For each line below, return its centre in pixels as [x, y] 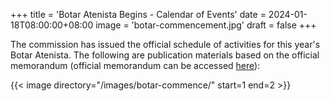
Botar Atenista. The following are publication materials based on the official [165, 55]
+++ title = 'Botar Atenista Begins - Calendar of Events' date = [138, 14]
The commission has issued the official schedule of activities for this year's [165, 44]
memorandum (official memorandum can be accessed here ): [135, 65]
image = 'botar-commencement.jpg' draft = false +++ [206, 25]
